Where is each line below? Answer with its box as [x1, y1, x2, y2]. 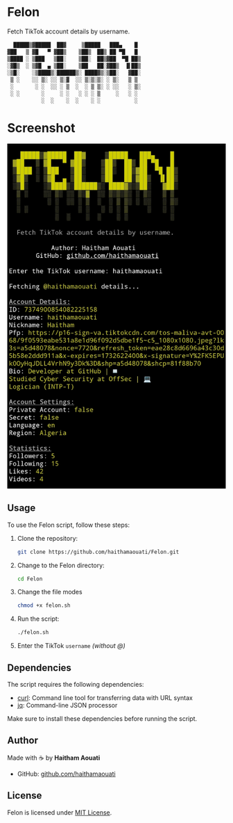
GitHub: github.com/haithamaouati [17, 769, 116, 778]
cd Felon [17, 575, 43, 582]
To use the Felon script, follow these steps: [7, 521, 130, 529]
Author [7, 735, 38, 747]
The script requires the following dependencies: [7, 680, 144, 688]
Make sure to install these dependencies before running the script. [7, 714, 198, 723]
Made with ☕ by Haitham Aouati [7, 753, 101, 762]
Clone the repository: [17, 534, 78, 542]
